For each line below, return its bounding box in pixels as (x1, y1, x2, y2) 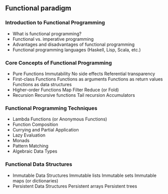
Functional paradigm (5, 4, 71, 13)
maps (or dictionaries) (12, 177, 59, 183)
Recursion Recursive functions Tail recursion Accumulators (12, 92, 135, 98)
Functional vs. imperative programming (12, 36, 94, 42)
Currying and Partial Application (12, 127, 79, 133)
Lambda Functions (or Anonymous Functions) (12, 116, 107, 122)
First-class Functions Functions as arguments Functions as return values (12, 76, 163, 82)
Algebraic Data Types (12, 148, 58, 154)
